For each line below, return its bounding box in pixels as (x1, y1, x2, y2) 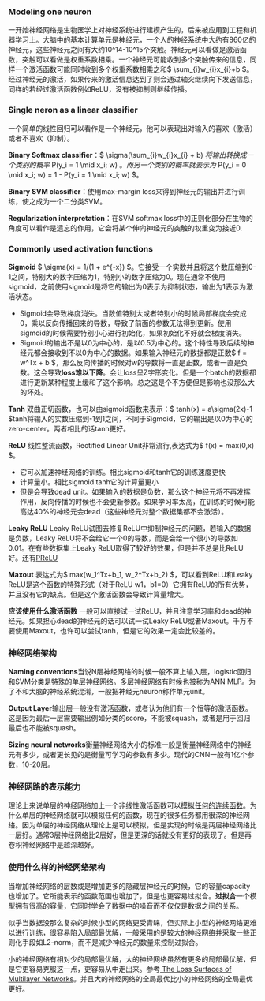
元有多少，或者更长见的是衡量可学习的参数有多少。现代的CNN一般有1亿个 (8, 750, 248, 760)
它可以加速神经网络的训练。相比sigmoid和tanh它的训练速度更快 (19, 467, 226, 476)
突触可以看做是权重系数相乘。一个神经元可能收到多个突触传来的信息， (21, 54, 250, 65)
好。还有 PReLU (8, 553, 58, 562)
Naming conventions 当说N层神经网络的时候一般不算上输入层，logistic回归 (8, 667, 252, 677)
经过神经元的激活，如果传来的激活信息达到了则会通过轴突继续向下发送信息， (8, 74, 257, 84)
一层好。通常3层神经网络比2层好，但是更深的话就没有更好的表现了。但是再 (8, 831, 252, 840)
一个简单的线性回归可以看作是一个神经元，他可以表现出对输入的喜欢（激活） (8, 123, 257, 133)
